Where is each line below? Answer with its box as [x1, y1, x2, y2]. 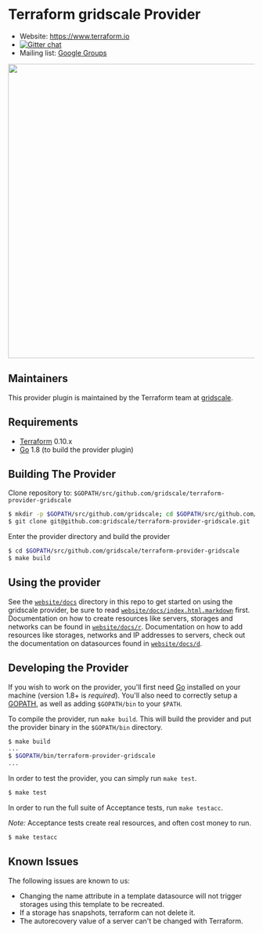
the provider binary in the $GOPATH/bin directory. [8, 722, 163, 731]
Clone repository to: [8, 488, 73, 497]
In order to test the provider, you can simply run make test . [8, 774, 197, 782]
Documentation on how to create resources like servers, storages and [8, 614, 233, 623]
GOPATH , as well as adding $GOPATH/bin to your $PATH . [8, 698, 182, 708]
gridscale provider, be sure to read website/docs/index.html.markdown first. [8, 605, 250, 614]
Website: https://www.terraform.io [19, 31, 130, 41]
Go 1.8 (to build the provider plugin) [19, 445, 135, 454]
